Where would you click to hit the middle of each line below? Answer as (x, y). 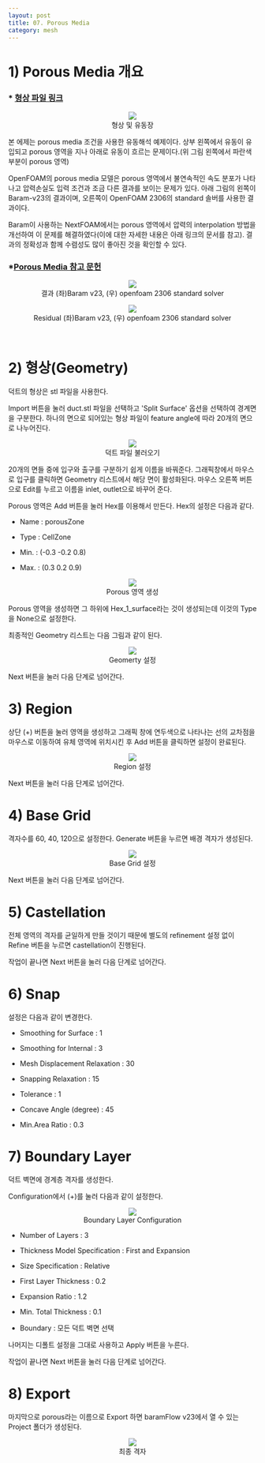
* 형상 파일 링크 (36, 98)
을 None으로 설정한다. (42, 619)
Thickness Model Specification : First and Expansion (105, 1250)
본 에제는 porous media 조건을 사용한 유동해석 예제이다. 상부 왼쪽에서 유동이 (126, 141)
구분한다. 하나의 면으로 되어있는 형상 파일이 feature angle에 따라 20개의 (127, 418)
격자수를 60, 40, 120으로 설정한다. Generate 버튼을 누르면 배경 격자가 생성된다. (131, 838)
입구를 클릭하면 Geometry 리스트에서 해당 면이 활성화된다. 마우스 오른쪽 (127, 479)
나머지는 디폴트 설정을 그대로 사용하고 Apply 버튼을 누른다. (99, 1345)
